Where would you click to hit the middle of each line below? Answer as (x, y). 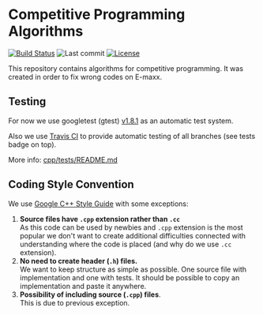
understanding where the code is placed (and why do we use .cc (126, 244)
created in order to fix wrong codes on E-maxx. (85, 77)
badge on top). (32, 144)
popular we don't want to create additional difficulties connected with (133, 235)
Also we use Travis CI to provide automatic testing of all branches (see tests (132, 136)
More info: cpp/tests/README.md (63, 159)
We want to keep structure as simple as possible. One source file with (133, 269)
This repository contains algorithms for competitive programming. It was (126, 68)
